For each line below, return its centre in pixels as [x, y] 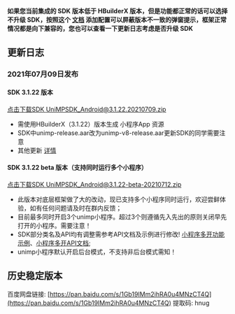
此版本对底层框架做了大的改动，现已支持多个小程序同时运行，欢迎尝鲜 [119, 199]
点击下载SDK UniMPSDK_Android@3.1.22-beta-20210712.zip [94, 184]
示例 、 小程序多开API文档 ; [54, 243]
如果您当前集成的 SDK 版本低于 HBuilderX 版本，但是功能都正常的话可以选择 [117, 11]
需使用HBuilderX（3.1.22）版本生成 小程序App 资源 [91, 124]
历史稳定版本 [35, 276]
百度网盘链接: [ [29, 294]
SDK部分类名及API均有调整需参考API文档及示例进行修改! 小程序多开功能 [121, 234]
